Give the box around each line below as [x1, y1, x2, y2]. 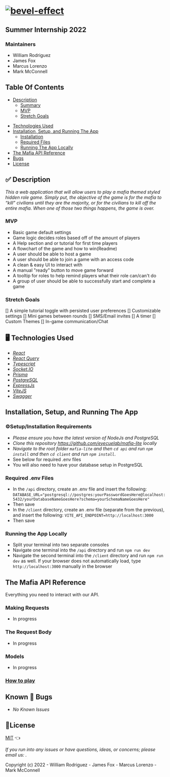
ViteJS [12, 387, 27, 394]
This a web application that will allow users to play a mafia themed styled [5, 189, 160, 195]
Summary [20, 102, 41, 108]
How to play [5, 677, 36, 684]
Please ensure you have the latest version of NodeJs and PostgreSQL [12, 435, 159, 441]
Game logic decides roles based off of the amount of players [12, 235, 140, 241]
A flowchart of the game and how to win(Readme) [12, 245, 118, 251]
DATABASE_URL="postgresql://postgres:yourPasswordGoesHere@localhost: [12, 492, 166, 497]
